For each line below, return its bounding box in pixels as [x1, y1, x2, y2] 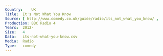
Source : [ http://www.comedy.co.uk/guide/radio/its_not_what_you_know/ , [5, 16, 159, 21]
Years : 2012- [5, 25, 34, 30]
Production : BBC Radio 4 [5, 20, 56, 26]
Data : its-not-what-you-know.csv [5, 35, 78, 39]
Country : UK [5, 7, 36, 12]
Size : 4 [5, 30, 25, 35]
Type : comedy [5, 43, 36, 48]
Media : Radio [5, 39, 34, 44]
